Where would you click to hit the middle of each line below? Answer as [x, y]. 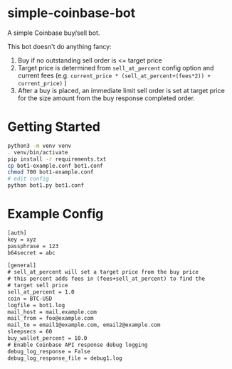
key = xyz [22, 240]
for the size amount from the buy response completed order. [106, 98]
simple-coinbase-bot [72, 13]
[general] [22, 266]
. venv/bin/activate [38, 152]
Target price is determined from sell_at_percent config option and [116, 68]
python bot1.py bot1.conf [46, 186]
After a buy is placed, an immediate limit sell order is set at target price [121, 90]
